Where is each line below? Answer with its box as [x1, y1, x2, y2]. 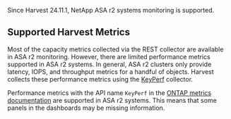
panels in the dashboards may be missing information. [7, 104, 165, 112]
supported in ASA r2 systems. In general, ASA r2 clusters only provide [7, 60, 212, 68]
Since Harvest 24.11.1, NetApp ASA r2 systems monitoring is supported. [7, 6, 214, 14]
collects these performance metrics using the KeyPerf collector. [7, 75, 193, 83]
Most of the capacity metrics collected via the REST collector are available [7, 45, 224, 54]
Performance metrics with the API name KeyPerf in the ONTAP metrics [7, 88, 212, 97]
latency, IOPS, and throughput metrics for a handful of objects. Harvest [7, 67, 214, 76]
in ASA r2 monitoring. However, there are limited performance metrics [7, 52, 211, 61]
